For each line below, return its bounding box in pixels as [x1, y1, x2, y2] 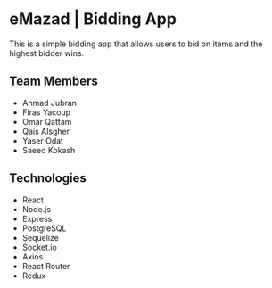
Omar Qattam [21, 116, 72, 127]
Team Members [9, 74, 98, 89]
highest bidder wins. [9, 47, 85, 58]
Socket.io [21, 242, 58, 252]
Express [21, 213, 53, 224]
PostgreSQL [21, 223, 67, 234]
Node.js [21, 203, 52, 214]
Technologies [9, 170, 87, 186]
